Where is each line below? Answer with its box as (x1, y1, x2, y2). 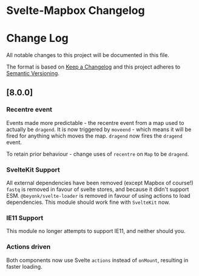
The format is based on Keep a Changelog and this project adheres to (6, 63, 181, 70)
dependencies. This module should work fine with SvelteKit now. (6, 198, 170, 206)
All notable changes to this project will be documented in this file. (6, 52, 170, 59)
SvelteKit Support (6, 165, 60, 173)
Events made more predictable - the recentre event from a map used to (6, 119, 184, 126)
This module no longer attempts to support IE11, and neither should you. (6, 227, 186, 235)
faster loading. (6, 263, 42, 270)
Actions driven (6, 243, 51, 251)
